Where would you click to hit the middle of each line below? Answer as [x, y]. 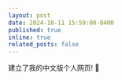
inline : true [30, 37]
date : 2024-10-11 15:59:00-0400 [61, 23]
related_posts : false [44, 45]
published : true [35, 30]
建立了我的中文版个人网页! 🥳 [54, 68]
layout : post [30, 15]
